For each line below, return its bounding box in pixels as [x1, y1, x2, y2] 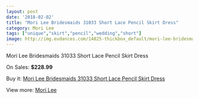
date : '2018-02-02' [6, 14, 54, 20]
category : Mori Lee [6, 25, 54, 31]
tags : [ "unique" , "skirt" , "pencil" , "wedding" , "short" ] [6, 31, 142, 37]
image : [6, 36, 23, 42]
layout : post [6, 8, 38, 15]
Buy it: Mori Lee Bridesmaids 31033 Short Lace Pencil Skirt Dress [6, 75, 165, 82]
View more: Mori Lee [6, 87, 57, 93]
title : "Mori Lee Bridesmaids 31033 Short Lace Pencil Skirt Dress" [6, 19, 179, 25]
